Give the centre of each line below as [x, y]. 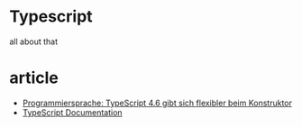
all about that [34, 41]
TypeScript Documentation [73, 112]
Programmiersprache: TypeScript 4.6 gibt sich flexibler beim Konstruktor [157, 103]
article [34, 78]
